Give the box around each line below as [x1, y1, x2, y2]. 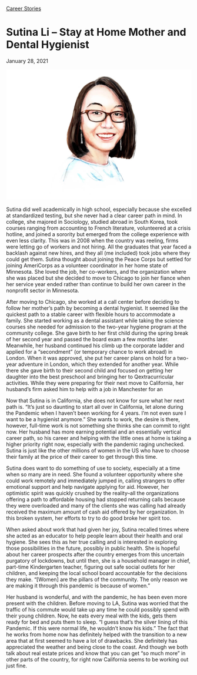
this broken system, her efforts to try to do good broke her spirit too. [6, 515, 172, 522]
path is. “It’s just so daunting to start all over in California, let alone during [6, 404, 183, 411]
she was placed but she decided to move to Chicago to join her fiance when [6, 274, 191, 281]
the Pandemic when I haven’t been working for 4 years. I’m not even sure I [6, 409, 186, 417]
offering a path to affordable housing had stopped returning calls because [6, 496, 185, 503]
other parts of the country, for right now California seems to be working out [6, 656, 189, 663]
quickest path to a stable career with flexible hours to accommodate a [6, 311, 175, 318]
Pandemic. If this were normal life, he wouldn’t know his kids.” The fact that [6, 625, 189, 632]
